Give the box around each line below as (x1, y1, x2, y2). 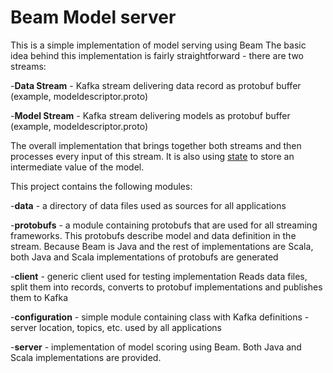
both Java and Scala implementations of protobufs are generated (10, 251, 279, 263)
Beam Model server (10, 6, 177, 29)
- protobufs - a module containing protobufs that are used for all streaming (10, 219, 318, 231)
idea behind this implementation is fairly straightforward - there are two (10, 49, 304, 61)
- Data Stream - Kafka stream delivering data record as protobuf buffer (10, 79, 302, 91)
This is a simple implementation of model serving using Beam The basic (10, 39, 307, 51)
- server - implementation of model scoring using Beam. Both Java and (10, 341, 302, 353)
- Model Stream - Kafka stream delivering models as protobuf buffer (10, 109, 291, 121)
